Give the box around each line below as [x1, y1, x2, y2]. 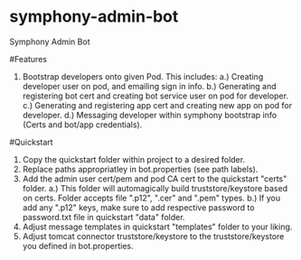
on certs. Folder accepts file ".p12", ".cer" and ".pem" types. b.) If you [22, 192, 281, 203]
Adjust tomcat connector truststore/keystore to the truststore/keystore [22, 230, 285, 241]
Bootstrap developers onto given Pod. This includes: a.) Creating [22, 70, 264, 82]
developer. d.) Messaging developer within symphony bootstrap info [22, 109, 277, 120]
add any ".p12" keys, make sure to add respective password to [22, 201, 255, 213]
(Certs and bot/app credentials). [22, 119, 143, 130]
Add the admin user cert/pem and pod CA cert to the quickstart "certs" [22, 173, 287, 184]
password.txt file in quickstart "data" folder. [22, 211, 185, 222]
